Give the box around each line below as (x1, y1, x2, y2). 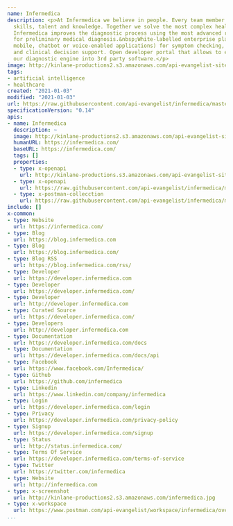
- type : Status (7, 436, 51, 443)
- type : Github (7, 371, 51, 378)
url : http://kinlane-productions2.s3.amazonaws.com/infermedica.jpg (13, 494, 216, 501)
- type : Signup (7, 423, 51, 430)
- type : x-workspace (7, 500, 67, 507)
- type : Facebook (7, 359, 58, 366)
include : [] (7, 204, 42, 211)
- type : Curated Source (7, 307, 76, 314)
